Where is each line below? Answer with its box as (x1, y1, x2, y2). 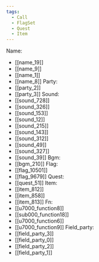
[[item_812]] (14, 186, 44, 193)
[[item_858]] (14, 192, 45, 199)
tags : (6, 8, 20, 15)
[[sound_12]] (14, 116, 46, 123)
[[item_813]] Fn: (14, 198, 53, 206)
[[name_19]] (14, 59, 44, 66)
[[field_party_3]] (14, 230, 54, 238)
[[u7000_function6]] (14, 217, 64, 224)
